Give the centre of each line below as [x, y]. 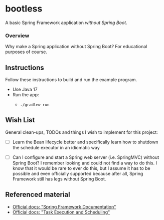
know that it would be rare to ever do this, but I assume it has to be [81, 168]
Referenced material [38, 195]
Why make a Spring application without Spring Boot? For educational [76, 47]
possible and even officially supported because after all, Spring [78, 173]
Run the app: [26, 95]
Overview [17, 36]
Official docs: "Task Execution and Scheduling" [61, 212]
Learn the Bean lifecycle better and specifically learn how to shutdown [85, 142]
